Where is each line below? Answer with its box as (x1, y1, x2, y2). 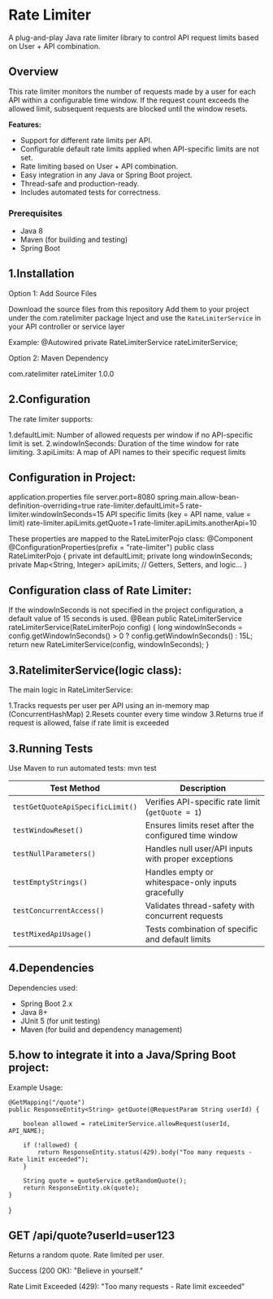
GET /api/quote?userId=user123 (8, 1228, 175, 1242)
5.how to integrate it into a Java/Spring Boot (8, 1048, 236, 1062)
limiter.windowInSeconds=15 (8, 510, 104, 519)
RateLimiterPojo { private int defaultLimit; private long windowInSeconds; (8, 551, 253, 561)
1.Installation (8, 267, 75, 281)
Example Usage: (8, 1082, 63, 1092)
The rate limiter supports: (8, 413, 93, 424)
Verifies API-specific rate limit (145, 796, 261, 807)
